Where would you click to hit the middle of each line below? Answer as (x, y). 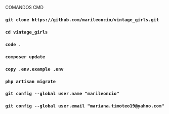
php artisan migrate (31, 81)
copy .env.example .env (35, 69)
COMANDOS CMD (25, 7)
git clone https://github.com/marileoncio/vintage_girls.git (82, 20)
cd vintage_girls (27, 32)
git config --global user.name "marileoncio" (62, 94)
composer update (25, 57)
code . (13, 44)
